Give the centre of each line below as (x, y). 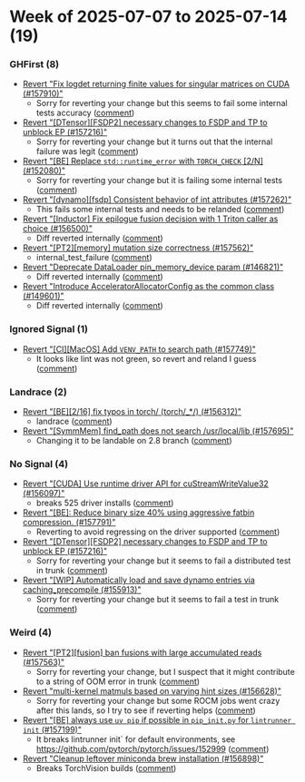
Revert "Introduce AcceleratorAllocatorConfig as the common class (148, 287)
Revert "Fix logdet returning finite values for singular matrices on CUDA (156, 84)
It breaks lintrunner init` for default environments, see (136, 739)
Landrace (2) (39, 392)
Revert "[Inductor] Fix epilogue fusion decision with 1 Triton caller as (150, 219)
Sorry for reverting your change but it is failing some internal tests (159, 181)
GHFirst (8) (34, 64)
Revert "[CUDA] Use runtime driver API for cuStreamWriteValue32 (146, 484)
